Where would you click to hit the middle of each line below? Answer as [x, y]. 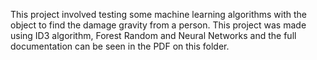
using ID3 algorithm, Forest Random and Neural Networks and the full [153, 35]
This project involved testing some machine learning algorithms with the [158, 14]
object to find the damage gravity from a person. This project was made [158, 25]
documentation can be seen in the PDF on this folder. [120, 46]
